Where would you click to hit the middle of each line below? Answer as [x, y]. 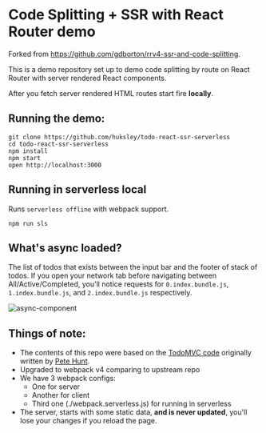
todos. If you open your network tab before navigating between [113, 276]
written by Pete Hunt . [55, 361]
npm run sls [28, 223]
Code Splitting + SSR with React [116, 15]
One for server [56, 387]
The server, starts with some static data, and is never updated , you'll [133, 412]
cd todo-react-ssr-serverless [59, 144]
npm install [28, 151]
